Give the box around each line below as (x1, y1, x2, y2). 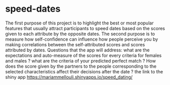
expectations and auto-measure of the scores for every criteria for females (5, 52, 162, 59)
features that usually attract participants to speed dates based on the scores (5, 25, 165, 31)
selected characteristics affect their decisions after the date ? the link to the (5, 68, 163, 74)
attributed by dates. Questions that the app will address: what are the (5, 47, 150, 53)
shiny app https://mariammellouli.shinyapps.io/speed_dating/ (5, 74, 133, 80)
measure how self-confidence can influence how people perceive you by (5, 36, 158, 42)
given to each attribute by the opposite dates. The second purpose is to (5, 31, 155, 37)
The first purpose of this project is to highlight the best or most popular (5, 20, 154, 26)
